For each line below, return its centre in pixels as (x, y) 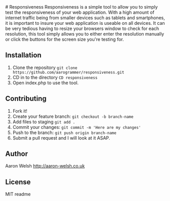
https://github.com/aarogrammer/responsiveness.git (68, 72)
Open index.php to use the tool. (45, 83)
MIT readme (18, 194)
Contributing (26, 99)
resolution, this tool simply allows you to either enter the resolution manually (85, 34)
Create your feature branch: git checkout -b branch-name (73, 116)
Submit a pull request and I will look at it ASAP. (61, 138)
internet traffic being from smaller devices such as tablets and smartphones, (85, 18)
